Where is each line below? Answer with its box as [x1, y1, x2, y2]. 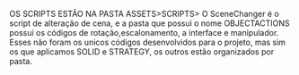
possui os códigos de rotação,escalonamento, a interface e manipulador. [9, 28, 279, 37]
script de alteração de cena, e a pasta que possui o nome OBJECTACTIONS [9, 18, 290, 29]
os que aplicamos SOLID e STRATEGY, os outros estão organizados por [9, 46, 275, 57]
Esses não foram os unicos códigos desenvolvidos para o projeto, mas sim [9, 37, 286, 47]
